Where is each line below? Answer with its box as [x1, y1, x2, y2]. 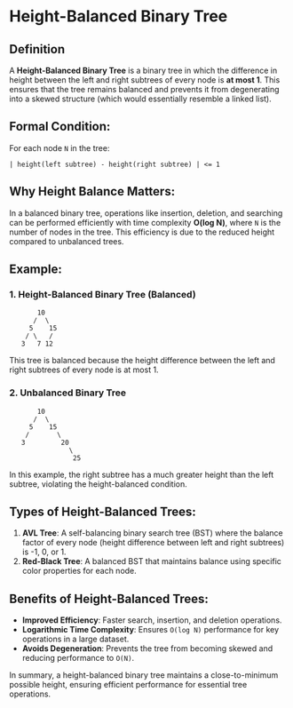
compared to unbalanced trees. [9, 235, 124, 246]
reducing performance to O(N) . [21, 653, 135, 664]
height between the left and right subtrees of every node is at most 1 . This [9, 75, 281, 85]
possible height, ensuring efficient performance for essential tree [9, 680, 248, 690]
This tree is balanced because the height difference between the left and [9, 355, 275, 366]
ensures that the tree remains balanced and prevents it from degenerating [9, 84, 280, 94]
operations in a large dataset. [21, 633, 130, 645]
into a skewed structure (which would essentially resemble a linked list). [9, 93, 273, 104]
